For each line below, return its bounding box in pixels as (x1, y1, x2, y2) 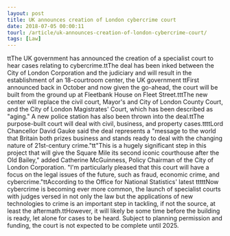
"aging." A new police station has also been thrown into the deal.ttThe (7, 112, 205, 120)
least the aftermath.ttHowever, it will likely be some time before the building (7, 207, 220, 215)
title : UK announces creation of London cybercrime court (7, 16, 176, 23)
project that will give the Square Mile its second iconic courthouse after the (7, 148, 220, 157)
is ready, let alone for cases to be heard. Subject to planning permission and (7, 214, 223, 222)
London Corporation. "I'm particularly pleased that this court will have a (7, 163, 209, 172)
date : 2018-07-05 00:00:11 (7, 23, 84, 29)
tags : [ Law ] (7, 36, 41, 42)
